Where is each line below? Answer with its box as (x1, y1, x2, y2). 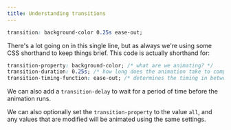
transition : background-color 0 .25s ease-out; (7, 29, 143, 36)
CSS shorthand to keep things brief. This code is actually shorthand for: (7, 49, 210, 57)
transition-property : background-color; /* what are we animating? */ (7, 62, 214, 69)
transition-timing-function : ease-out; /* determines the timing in (7, 75, 208, 82)
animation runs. (7, 94, 52, 103)
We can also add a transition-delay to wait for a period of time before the (7, 87, 219, 96)
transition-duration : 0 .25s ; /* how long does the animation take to (7, 68, 211, 76)
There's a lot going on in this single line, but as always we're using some (7, 41, 212, 50)
